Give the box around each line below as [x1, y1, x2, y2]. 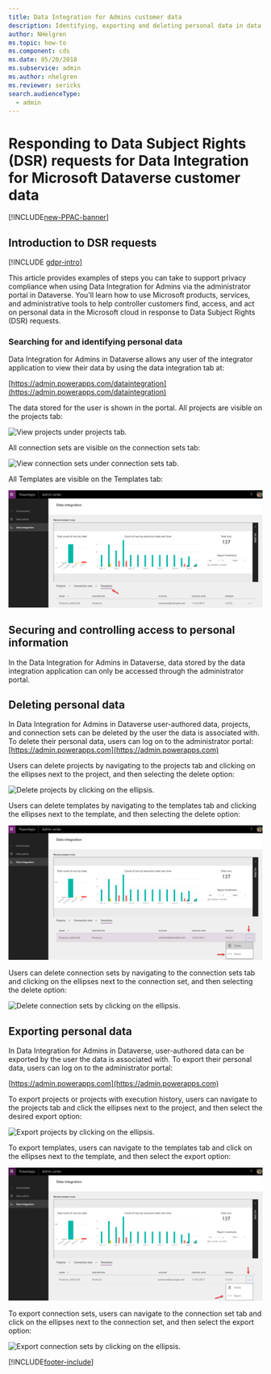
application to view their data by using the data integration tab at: [8, 363, 225, 373]
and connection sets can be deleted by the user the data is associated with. [8, 728, 260, 738]
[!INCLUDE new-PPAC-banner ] [8, 213, 109, 222]
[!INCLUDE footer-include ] [8, 1357, 94, 1367]
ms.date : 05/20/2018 [8, 56, 78, 64]
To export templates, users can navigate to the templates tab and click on [8, 1143, 252, 1152]
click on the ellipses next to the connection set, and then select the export [8, 1317, 254, 1327]
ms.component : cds [8, 47, 70, 56]
